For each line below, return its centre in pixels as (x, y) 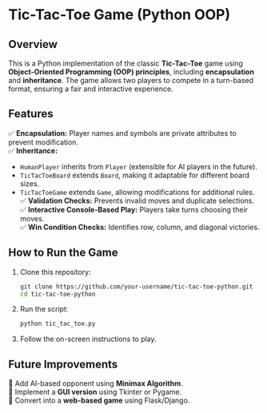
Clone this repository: (55, 272)
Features (31, 114)
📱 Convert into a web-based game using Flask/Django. (99, 400)
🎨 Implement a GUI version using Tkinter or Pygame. (95, 392)
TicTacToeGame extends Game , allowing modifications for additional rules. (137, 192)
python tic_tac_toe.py (58, 324)
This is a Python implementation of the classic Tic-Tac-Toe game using (126, 63)
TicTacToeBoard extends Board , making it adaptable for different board (135, 175)
